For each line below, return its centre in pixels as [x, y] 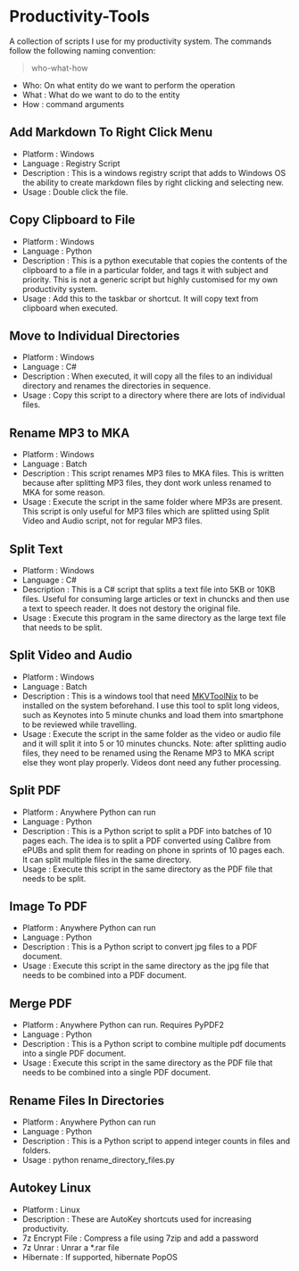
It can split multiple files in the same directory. [107, 859]
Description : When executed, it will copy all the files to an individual [147, 376]
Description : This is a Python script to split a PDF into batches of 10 [147, 831]
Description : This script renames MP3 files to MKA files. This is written [153, 473]
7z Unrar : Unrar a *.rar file [71, 1247]
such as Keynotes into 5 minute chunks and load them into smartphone [153, 715]
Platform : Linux [51, 1209]
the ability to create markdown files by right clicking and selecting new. [153, 182]
